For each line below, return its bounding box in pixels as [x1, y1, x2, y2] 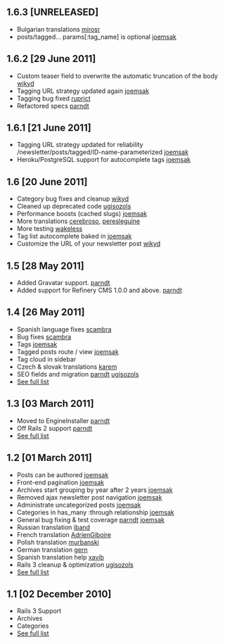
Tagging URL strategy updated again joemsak [16, 87, 149, 95]
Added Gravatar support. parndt [16, 279, 110, 287]
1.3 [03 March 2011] [6, 398, 94, 410]
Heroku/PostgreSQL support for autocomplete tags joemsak [16, 156, 191, 164]
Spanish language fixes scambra [16, 324, 112, 334]
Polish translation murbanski [16, 538, 99, 546]
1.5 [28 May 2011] [6, 260, 85, 272]
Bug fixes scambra [16, 332, 72, 341]
